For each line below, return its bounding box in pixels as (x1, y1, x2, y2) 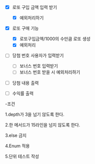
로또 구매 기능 (12, 25, 39, 31)
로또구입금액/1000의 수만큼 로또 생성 (19, 36, 91, 42)
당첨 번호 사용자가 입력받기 (12, 52, 64, 58)
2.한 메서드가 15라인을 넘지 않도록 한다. (5, 122, 80, 127)
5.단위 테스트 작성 (5, 153, 39, 159)
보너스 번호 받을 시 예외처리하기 (19, 69, 80, 75)
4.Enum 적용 (5, 143, 30, 149)
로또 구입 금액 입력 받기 (12, 4, 58, 10)
